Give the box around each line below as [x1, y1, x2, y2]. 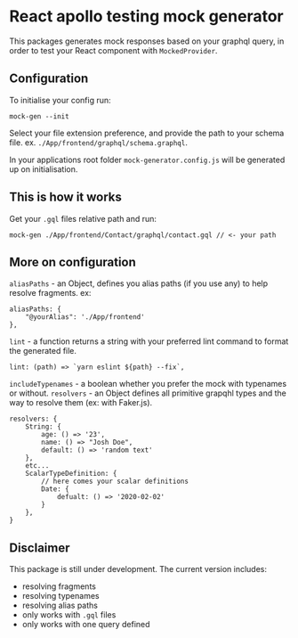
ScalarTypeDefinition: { [25, 470, 117, 478]
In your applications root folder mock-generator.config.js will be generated [9, 154, 286, 165]
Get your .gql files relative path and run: [9, 213, 157, 224]
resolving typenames [21, 591, 100, 601]
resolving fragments [21, 581, 96, 592]
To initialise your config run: [9, 94, 111, 105]
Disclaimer [9, 540, 70, 555]
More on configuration [9, 254, 136, 269]
